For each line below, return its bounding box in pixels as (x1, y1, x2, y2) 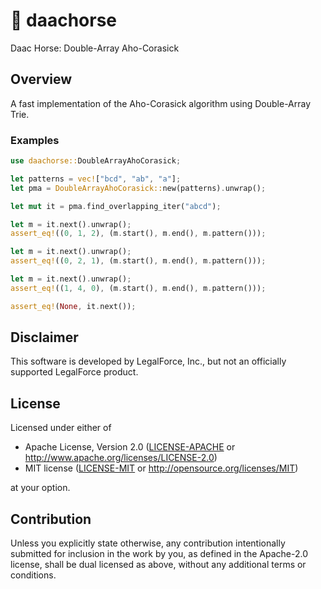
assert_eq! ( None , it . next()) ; (10, 301, 137, 311)
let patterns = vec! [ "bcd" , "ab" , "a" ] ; (10, 174, 182, 184)
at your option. (10, 482, 71, 494)
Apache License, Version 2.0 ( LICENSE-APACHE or (24, 441, 236, 453)
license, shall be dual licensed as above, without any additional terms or (10, 559, 307, 571)
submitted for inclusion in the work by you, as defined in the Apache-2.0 (10, 548, 308, 560)
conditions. (10, 569, 57, 581)
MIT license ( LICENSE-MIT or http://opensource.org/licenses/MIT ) (24, 462, 299, 474)
